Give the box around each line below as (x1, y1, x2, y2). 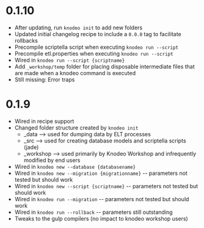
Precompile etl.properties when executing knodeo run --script (14, 50, 173, 57)
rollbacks (14, 37, 38, 44)
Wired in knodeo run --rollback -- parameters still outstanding (14, 208, 173, 216)
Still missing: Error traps (14, 76, 75, 83)
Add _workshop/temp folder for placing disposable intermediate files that (14, 62, 195, 70)
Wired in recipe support (14, 117, 75, 125)
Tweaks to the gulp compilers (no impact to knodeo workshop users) (14, 215, 189, 222)
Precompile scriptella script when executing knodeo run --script (14, 43, 178, 51)
